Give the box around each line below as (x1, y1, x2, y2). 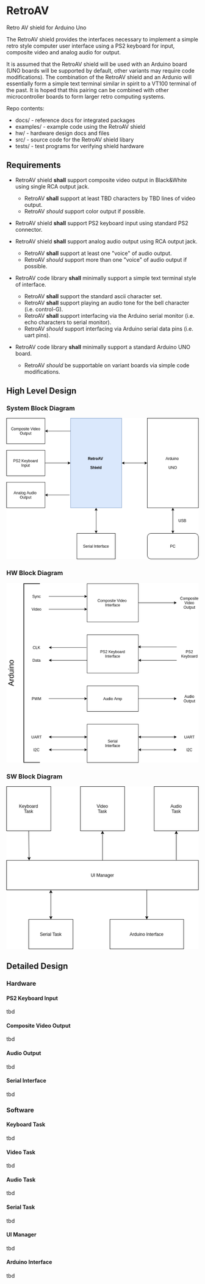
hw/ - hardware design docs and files (15, 129, 110, 137)
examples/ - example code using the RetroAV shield (15, 123, 145, 130)
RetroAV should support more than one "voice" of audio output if (24, 256, 187, 263)
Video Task (6, 1148, 35, 1156)
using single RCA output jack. (15, 182, 90, 190)
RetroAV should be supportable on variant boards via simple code (24, 361, 190, 369)
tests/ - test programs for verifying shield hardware (15, 142, 145, 149)
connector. (15, 226, 43, 233)
